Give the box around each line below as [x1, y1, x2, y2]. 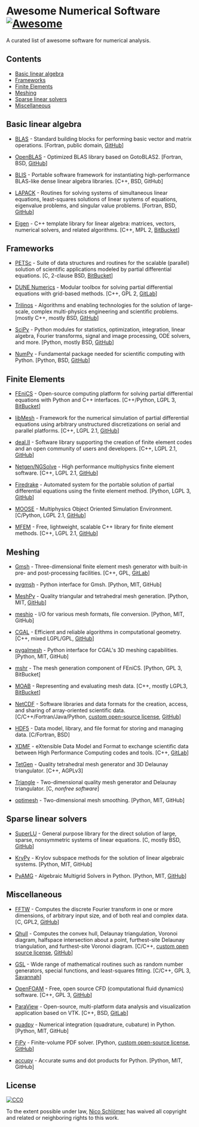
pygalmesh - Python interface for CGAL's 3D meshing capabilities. [14, 646, 178, 654]
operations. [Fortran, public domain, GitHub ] [14, 141, 124, 149]
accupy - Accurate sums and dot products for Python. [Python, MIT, [14, 1056, 183, 1064]
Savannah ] [14, 973, 42, 980]
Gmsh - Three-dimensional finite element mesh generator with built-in [14, 563, 188, 570]
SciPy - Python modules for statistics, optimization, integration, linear [14, 326, 185, 333]
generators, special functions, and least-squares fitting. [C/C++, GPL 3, [14, 966, 191, 974]
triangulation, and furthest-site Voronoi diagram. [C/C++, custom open [14, 942, 189, 950]
